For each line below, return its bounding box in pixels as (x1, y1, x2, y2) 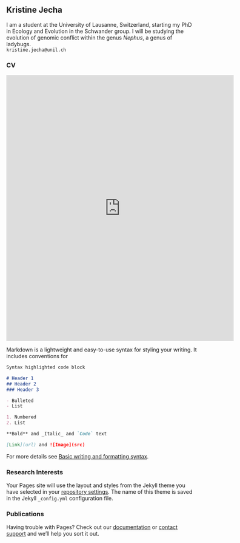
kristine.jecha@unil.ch (6, 47, 67, 53)
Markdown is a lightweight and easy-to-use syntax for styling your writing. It (6, 346, 197, 353)
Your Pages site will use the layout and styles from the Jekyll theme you (6, 482, 186, 489)
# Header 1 (6, 375, 34, 381)
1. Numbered (6, 414, 36, 420)
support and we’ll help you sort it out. (6, 530, 99, 538)
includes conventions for (6, 353, 68, 360)
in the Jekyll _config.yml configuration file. (6, 495, 113, 502)
